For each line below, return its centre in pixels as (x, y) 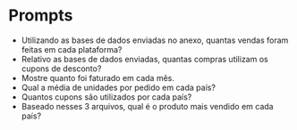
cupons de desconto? (61, 69)
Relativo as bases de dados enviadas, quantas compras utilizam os (145, 59)
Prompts (41, 16)
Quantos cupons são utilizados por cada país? (106, 97)
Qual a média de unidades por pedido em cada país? (119, 87)
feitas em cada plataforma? (72, 49)
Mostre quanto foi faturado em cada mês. (98, 77)
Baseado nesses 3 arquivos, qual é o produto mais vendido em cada (147, 106)
